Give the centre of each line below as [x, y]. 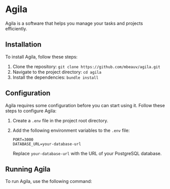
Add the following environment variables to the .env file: [71, 130]
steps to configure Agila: [31, 111]
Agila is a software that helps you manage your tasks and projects [74, 23]
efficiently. [16, 28]
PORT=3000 [23, 139]
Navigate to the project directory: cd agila [57, 72]
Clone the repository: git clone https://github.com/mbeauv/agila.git [87, 66]
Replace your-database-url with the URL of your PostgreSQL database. [87, 153]
